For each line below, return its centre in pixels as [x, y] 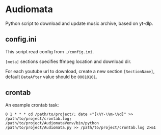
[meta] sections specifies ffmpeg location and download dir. [68, 61]
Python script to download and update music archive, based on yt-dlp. [79, 23]
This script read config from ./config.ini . [50, 51]
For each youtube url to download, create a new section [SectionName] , [80, 71]
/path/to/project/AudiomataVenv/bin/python [52, 123]
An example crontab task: [32, 105]
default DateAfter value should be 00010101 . [51, 77]
